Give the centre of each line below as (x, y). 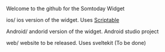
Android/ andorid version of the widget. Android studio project (82, 31)
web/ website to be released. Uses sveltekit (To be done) (76, 43)
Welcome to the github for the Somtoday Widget (66, 9)
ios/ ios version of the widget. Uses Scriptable (63, 20)
